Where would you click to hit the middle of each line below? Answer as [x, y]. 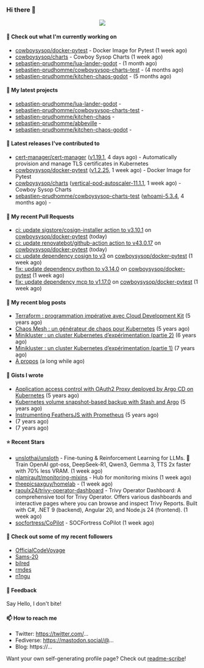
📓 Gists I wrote [25, 375]
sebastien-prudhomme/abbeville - [58, 123]
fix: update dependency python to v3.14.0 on [71, 269]
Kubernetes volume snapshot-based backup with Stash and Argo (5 [100, 401]
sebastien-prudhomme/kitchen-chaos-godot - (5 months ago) [93, 76]
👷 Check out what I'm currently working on [62, 37]
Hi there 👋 [21, 10]
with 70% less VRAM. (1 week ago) [59, 471]
